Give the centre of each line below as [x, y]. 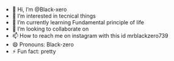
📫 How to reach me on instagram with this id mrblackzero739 [90, 36]
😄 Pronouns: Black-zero [43, 45]
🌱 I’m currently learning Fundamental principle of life [78, 22]
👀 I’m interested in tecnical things [54, 16]
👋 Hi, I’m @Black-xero [39, 9]
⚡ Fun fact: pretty [34, 51]
